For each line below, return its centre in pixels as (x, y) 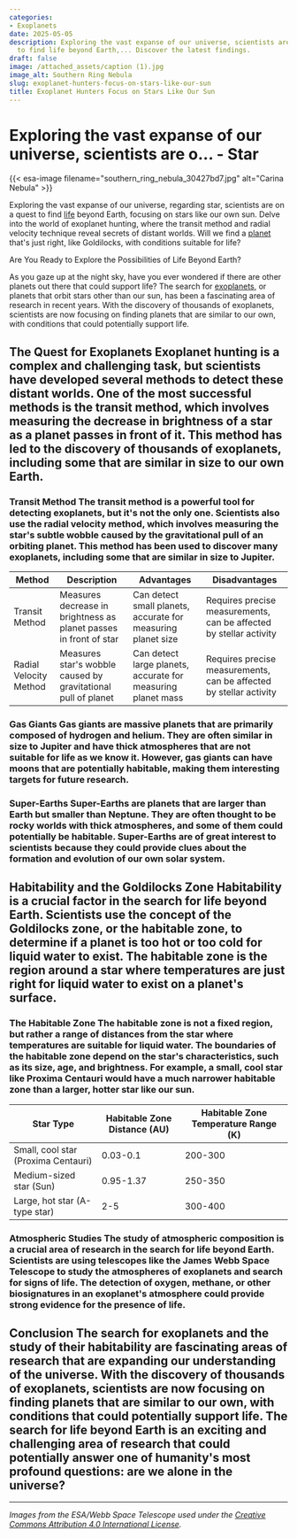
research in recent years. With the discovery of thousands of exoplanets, (142, 305)
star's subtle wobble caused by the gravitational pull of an (136, 535)
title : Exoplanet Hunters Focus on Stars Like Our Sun (112, 91)
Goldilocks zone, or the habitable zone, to (126, 929)
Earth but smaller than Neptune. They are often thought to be (143, 814)
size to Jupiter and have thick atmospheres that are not (130, 746)
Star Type (53, 1124)
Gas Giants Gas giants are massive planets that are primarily (141, 724)
